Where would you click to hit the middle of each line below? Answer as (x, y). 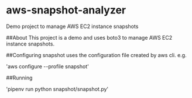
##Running (19, 78)
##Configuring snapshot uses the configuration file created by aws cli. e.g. (96, 55)
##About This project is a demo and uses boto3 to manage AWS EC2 (89, 37)
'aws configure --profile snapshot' (47, 66)
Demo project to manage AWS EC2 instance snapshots (72, 26)
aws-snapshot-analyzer (66, 10)
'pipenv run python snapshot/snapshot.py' (57, 89)
